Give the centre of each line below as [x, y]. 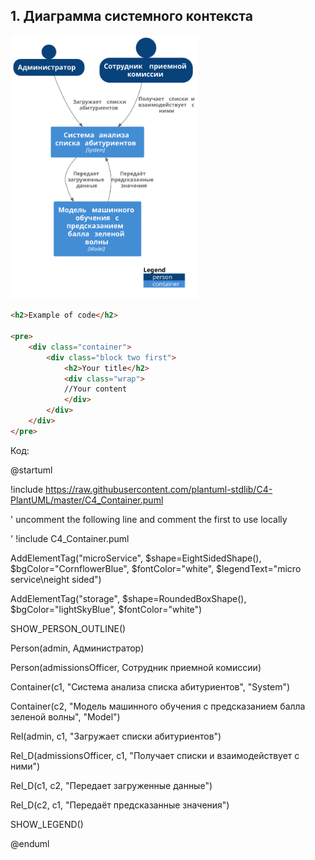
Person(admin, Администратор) [77, 648]
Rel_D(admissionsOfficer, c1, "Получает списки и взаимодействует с [155, 755]
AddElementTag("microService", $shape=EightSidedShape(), [136, 558]
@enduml [30, 843]
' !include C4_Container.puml [70, 538]
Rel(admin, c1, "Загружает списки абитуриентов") [116, 736]
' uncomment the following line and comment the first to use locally [149, 519]
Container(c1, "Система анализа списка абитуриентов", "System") [150, 686]
